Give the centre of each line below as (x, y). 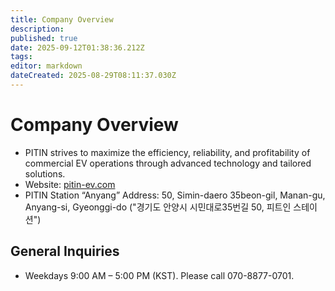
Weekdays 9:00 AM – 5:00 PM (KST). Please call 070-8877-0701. (159, 275)
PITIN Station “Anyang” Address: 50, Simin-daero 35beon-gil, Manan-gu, (175, 195)
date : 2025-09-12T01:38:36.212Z (77, 47)
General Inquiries (65, 251)
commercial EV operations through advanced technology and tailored (168, 163)
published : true (44, 38)
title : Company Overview (62, 19)
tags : (21, 57)
